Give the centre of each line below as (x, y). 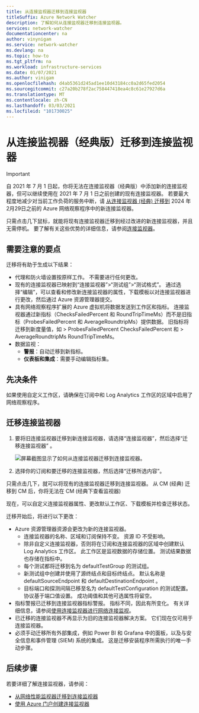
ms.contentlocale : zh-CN (37, 100)
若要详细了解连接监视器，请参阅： (48, 683)
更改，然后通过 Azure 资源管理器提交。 (68, 299)
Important (18, 174)
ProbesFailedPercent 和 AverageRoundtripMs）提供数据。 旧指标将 (107, 322)
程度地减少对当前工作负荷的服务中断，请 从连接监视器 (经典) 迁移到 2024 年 (99, 201)
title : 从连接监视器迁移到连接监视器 (46, 12)
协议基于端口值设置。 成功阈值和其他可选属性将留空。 (89, 595)
